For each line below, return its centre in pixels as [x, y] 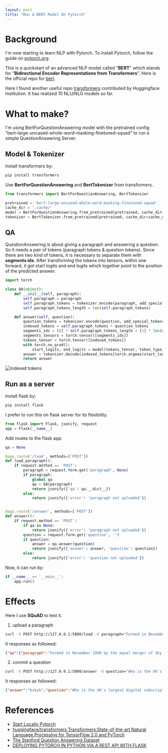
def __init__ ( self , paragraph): [48, 294]
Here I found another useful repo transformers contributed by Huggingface [82, 88]
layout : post [19, 10]
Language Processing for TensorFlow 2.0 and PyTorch [68, 735]
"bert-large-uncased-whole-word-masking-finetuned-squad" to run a [77, 133]
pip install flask [24, 405]
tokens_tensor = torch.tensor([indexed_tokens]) [75, 340]
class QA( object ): [24, 289]
